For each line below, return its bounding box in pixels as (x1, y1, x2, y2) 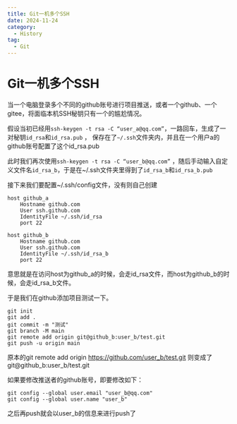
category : (7, 23, 37, 30)
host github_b (7, 231, 49, 238)
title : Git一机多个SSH (7, 10, 70, 18)
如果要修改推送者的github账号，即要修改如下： (7, 375, 143, 384)
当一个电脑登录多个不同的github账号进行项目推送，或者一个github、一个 (7, 100, 217, 109)
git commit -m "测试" (7, 321, 69, 328)
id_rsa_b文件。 (31, 278, 75, 286)
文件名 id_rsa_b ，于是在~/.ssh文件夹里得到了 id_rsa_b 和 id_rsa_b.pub (13, 165, 213, 174)
